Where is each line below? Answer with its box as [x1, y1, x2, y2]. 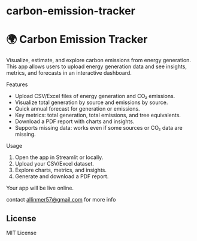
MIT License [6, 229, 37, 236]
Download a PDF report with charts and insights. [14, 118, 135, 125]
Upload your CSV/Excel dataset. [14, 160, 95, 167]
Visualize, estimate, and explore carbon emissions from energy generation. [6, 57, 192, 64]
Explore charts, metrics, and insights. [14, 166, 107, 174]
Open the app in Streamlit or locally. [14, 154, 104, 161]
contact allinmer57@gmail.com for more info [6, 196, 116, 203]
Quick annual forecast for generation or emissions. [14, 105, 140, 112]
